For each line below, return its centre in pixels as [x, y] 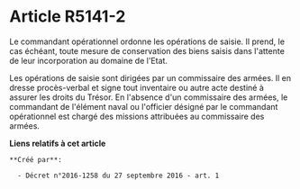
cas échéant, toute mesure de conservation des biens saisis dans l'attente [147, 50]
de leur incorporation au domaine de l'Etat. [89, 60]
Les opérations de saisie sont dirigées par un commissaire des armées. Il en [150, 77]
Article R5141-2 [68, 17]
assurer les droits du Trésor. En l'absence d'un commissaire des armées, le [149, 97]
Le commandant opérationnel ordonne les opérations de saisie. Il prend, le [147, 41]
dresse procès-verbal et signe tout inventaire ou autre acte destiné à [136, 87]
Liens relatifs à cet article [58, 143]
